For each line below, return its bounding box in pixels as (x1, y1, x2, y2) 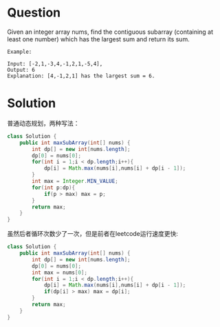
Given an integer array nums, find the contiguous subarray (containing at (7, 28, 214, 36)
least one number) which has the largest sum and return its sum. (7, 34, 190, 43)
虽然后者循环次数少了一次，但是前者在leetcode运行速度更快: (7, 230, 179, 238)
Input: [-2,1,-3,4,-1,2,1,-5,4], (7, 60, 103, 67)
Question (7, 5, 60, 21)
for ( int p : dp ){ (32, 184, 76, 191)
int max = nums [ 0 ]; (32, 269, 88, 276)
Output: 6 (7, 66, 36, 73)
